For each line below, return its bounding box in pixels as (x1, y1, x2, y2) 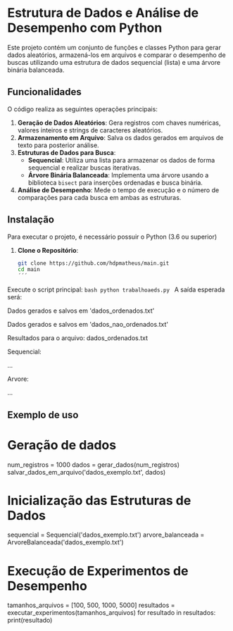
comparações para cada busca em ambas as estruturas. (17, 193, 182, 201)
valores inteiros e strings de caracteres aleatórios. (17, 125, 163, 135)
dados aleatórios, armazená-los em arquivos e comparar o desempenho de (7, 51, 227, 59)
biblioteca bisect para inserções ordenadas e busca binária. (27, 178, 203, 187)
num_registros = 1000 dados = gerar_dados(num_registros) (7, 460, 180, 469)
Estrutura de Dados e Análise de (7, 5, 199, 21)
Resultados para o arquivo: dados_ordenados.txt (7, 334, 149, 342)
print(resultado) (7, 616, 53, 625)
